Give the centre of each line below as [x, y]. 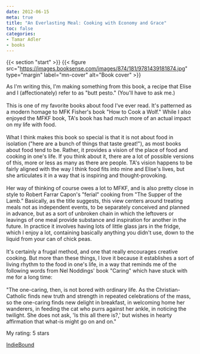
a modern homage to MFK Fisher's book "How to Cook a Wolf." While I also [99, 112]
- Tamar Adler [24, 39]
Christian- [168, 289]
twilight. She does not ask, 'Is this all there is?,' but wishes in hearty [89, 315]
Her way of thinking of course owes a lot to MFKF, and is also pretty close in [100, 188]
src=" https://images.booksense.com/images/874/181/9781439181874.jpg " [97, 68]
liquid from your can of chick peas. [49, 239]
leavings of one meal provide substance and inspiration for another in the [96, 219]
